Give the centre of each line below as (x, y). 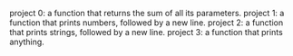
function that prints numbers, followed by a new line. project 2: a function (146, 23)
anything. (27, 42)
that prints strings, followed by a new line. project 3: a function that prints (146, 32)
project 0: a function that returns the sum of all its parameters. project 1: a (147, 13)
